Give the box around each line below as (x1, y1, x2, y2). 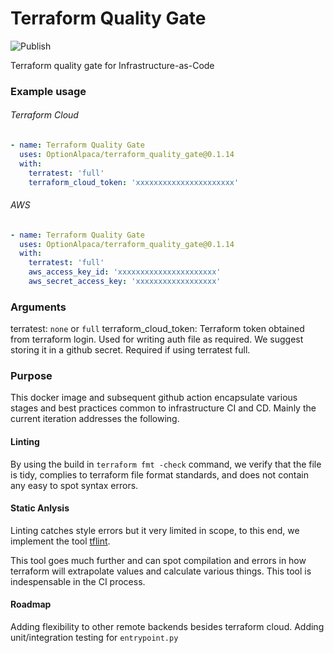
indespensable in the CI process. (10, 575, 146, 587)
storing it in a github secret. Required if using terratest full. (10, 344, 251, 356)
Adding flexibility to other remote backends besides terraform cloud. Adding (10, 621, 325, 633)
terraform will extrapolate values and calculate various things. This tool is (10, 565, 312, 577)
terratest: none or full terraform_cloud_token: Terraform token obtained (10, 323, 305, 335)
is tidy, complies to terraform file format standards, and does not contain (10, 468, 309, 481)
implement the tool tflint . (10, 535, 111, 547)
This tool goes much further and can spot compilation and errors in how (10, 554, 307, 566)
